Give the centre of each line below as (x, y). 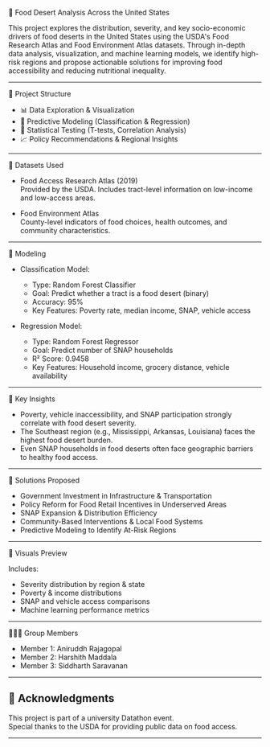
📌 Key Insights (32, 399)
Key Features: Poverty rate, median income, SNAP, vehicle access (141, 310)
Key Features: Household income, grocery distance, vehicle (131, 367)
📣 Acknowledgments (61, 698)
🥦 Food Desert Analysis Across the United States (89, 12)
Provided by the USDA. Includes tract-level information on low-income (136, 189)
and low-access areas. (58, 198)
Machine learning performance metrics (85, 610)
